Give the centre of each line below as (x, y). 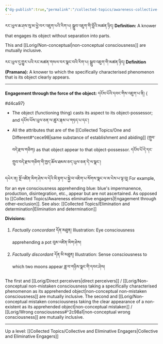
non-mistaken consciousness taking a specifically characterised (93, 286)
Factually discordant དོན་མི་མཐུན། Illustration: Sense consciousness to (79, 254)
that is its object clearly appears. (38, 77)
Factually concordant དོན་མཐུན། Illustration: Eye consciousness (73, 230)
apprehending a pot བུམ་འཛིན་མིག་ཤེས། (47, 242)
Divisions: (15, 218)
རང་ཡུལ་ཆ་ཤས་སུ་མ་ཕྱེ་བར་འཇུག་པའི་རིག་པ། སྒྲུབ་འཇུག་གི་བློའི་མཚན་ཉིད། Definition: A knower (81, 25)
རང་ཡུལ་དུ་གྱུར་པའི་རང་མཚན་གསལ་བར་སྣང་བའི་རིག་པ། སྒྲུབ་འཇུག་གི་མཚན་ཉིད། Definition (76, 62)
